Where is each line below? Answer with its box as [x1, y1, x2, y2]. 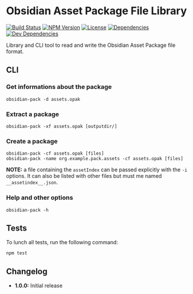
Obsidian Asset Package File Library [6, 4, 187, 18]
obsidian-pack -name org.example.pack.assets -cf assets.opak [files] [6, 156, 184, 162]
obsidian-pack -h [6, 207, 49, 213]
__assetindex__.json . [6, 179, 58, 186]
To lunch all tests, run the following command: [6, 239, 118, 246]
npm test [6, 250, 28, 256]
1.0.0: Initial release [14, 282, 63, 289]
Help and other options [6, 194, 74, 202]
